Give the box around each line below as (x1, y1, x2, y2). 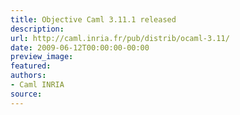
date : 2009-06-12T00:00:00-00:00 (10, 42, 150, 53)
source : (10, 89, 43, 99)
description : (10, 24, 65, 34)
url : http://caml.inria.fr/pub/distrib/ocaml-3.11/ (10, 33, 230, 43)
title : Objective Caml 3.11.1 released (10, 14, 177, 25)
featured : (10, 61, 52, 71)
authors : (10, 71, 47, 81)
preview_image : (10, 52, 74, 62)
